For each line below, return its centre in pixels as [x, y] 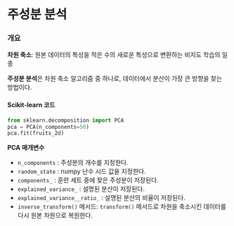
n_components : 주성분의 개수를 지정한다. [73, 163]
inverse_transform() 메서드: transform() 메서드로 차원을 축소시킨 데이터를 [122, 207]
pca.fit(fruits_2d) [36, 133]
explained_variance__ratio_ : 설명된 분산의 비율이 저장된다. [102, 198]
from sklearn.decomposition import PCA [66, 120]
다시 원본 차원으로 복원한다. [55, 215]
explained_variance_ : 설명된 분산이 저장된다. [81, 189]
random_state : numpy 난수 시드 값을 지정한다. [82, 171]
